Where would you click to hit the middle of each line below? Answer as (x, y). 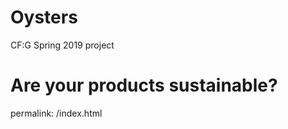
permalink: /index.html (56, 113)
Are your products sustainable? (144, 85)
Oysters (44, 17)
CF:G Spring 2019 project (62, 45)
